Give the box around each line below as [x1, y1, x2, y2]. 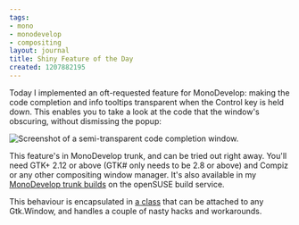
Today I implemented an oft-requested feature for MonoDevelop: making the [9, 87, 290, 98]
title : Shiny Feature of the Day [9, 54, 134, 63]
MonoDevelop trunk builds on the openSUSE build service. [9, 179, 225, 189]
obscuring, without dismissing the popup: [9, 115, 162, 126]
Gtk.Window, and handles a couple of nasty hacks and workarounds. [9, 205, 262, 216]
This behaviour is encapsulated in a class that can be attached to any [9, 196, 264, 206]
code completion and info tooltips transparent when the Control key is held [9, 96, 284, 107]
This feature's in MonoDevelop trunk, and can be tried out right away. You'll [9, 150, 287, 161]
